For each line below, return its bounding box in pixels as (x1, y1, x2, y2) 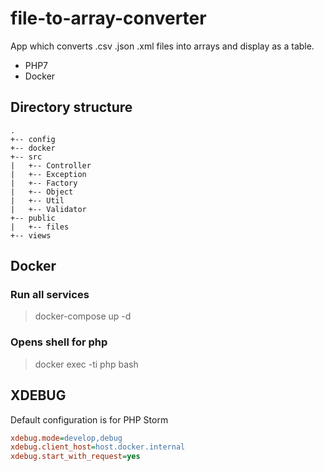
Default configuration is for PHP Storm (10, 413, 169, 426)
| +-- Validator (10, 204, 87, 214)
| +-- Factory (10, 178, 78, 188)
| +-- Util (10, 195, 65, 206)
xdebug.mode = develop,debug (10, 433, 123, 443)
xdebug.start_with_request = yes (10, 452, 141, 462)
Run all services (10, 288, 90, 302)
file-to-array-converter (10, 7, 207, 30)
